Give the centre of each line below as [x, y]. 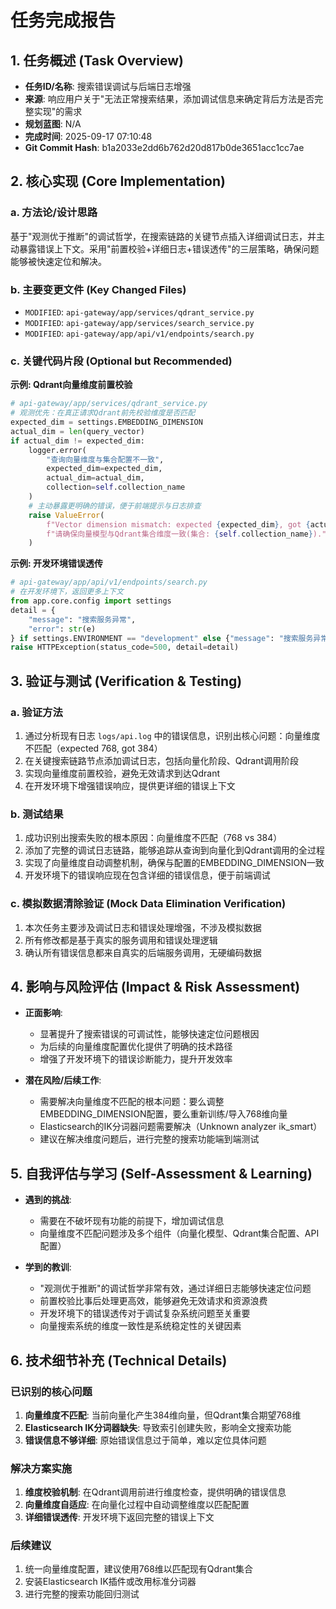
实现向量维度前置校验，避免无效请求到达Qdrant [122, 773]
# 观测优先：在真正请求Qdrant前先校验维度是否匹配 [103, 413]
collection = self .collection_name [116, 487]
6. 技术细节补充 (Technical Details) [119, 1360]
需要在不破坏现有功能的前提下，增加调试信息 [132, 1221]
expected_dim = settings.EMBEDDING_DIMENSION [106, 422]
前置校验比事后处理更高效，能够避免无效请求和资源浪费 [153, 1301]
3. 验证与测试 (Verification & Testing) [126, 681]
